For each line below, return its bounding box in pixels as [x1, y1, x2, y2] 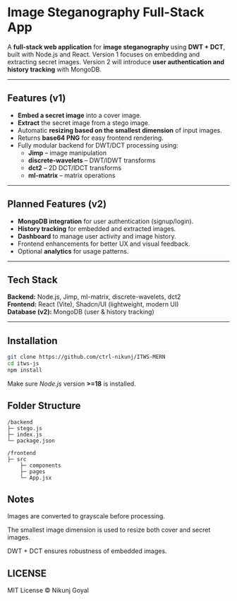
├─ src [7, 456, 27, 463]
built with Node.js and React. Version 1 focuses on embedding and [7, 50, 200, 59]
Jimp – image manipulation [28, 148, 107, 157]
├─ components [20, 462, 61, 469]
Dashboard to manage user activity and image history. [17, 232, 176, 240]
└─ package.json [7, 437, 55, 444]
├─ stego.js [7, 424, 42, 432]
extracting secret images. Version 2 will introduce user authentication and [7, 57, 224, 66]
